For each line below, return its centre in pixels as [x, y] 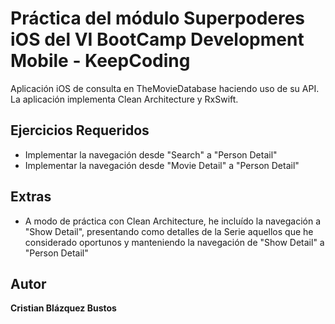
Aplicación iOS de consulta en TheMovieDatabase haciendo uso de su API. [165, 88]
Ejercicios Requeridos [80, 130]
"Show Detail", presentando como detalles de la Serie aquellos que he [169, 231]
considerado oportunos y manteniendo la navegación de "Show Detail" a [174, 242]
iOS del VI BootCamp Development [157, 39]
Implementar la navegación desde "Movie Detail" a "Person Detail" [162, 165]
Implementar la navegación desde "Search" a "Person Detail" [151, 154]
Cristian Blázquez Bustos [63, 308]
